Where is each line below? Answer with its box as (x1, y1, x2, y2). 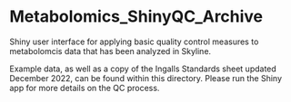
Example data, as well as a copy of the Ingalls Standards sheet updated (9, 63, 277, 74)
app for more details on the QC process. (9, 82, 160, 93)
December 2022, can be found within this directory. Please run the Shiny (9, 72, 283, 83)
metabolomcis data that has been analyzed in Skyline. (9, 45, 212, 56)
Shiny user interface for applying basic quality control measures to (9, 36, 259, 47)
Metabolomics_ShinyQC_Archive (9, 6, 264, 27)
